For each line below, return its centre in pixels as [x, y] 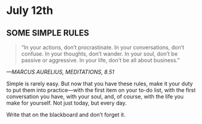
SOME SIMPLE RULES [48, 33]
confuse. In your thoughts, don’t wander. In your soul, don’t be [99, 54]
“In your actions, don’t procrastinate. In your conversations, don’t [103, 47]
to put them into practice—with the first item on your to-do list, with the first [101, 90]
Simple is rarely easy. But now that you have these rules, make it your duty [100, 83]
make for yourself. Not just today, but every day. [66, 103]
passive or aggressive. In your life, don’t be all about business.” [100, 60]
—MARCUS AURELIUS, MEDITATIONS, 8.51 [60, 72]
